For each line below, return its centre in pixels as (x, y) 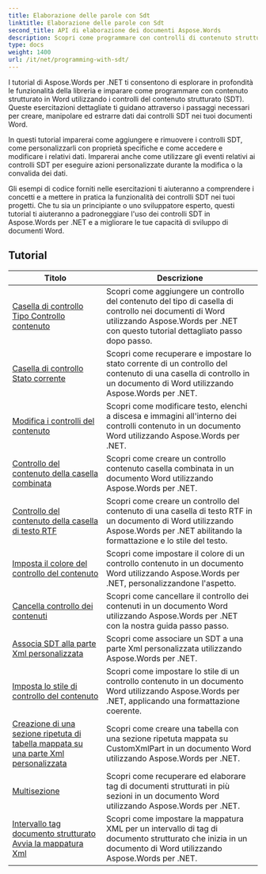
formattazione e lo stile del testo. (167, 541)
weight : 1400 (30, 52)
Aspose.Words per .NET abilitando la (175, 530)
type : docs (26, 45)
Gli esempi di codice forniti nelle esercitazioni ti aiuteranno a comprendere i (131, 188)
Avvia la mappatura (48, 843)
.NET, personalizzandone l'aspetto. (171, 583)
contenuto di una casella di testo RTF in (180, 511)
